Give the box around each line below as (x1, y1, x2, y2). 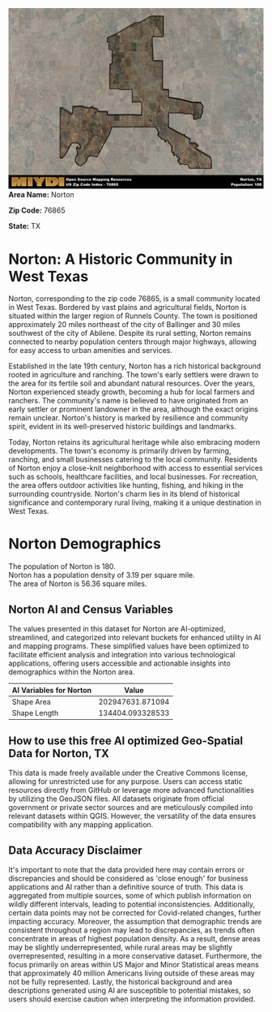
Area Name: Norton (8, 190, 74, 200)
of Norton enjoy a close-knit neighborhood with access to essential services (8, 463, 263, 473)
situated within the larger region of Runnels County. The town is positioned (8, 311, 257, 321)
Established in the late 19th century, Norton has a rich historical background (8, 361, 261, 371)
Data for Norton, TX (8, 747, 109, 760)
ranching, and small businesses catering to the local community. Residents (8, 454, 257, 464)
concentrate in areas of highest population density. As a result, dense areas (8, 934, 261, 944)
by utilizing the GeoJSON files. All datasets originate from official (8, 794, 225, 803)
